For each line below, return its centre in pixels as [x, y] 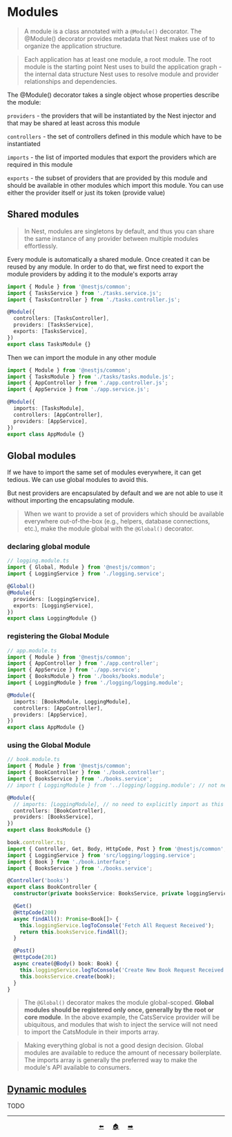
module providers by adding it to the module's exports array [93, 274]
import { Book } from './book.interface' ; [69, 862]
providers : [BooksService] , [54, 817]
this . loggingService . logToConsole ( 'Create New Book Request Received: [123, 970]
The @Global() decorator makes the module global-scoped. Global [119, 1003]
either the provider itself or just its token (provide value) [86, 193]
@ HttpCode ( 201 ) [35, 957]
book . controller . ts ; [37, 843]
